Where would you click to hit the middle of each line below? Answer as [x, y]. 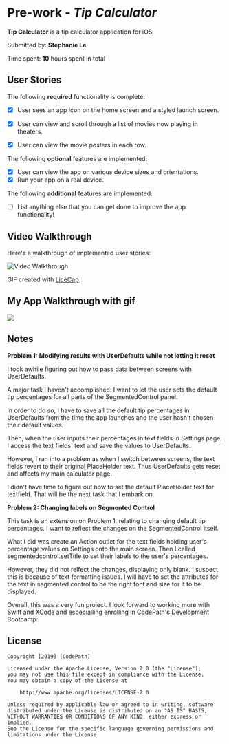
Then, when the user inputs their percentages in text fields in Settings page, [115, 438]
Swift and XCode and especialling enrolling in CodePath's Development [108, 612]
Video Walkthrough [50, 236]
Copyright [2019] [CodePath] [49, 657]
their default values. [35, 425]
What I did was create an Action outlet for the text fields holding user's [107, 541]
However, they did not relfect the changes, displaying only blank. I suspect [113, 569]
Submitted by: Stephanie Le [47, 45]
